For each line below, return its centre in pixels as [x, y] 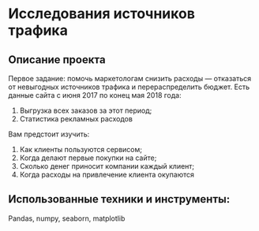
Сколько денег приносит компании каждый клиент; [107, 166]
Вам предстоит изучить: [49, 134]
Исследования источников [102, 14]
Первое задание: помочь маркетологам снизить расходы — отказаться [130, 78]
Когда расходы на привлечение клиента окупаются [107, 175]
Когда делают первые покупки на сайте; [88, 158]
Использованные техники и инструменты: [119, 199]
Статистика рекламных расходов [76, 119]
